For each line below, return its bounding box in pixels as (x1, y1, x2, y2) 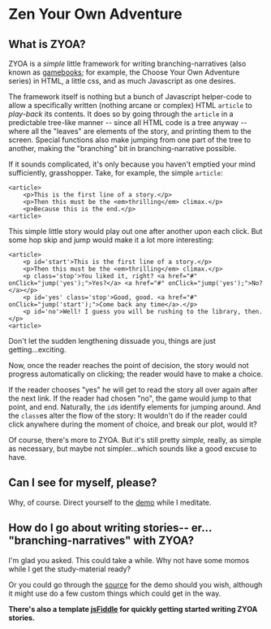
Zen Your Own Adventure (8, 5, 183, 24)
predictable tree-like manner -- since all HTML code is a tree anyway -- (8, 118, 247, 127)
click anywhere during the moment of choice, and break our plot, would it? (8, 419, 257, 429)
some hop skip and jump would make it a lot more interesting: (8, 235, 214, 245)
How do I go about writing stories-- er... (8, 521, 213, 535)
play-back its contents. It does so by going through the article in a (8, 109, 234, 119)
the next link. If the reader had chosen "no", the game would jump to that (8, 393, 252, 403)
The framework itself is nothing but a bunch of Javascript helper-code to (8, 92, 252, 102)
